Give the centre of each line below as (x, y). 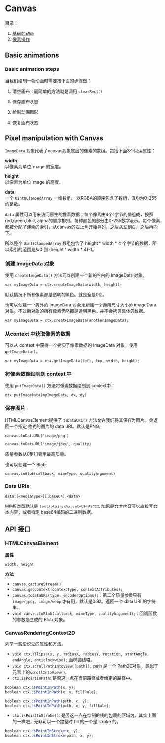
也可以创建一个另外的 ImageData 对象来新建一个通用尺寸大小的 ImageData (81, 305)
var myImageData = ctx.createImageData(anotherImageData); (67, 320)
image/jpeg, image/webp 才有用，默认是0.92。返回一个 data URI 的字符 (84, 601)
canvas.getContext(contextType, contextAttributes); (67, 589)
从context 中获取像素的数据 (38, 334)
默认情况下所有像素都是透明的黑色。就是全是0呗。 (56, 294)
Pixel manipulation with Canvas (54, 138)
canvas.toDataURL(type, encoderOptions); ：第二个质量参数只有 (77, 595)
